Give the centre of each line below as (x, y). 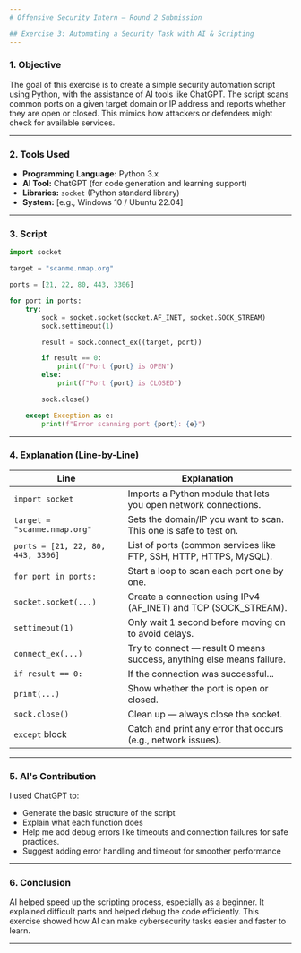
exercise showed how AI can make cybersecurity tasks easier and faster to (148, 921)
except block (40, 734)
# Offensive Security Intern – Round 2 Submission (106, 17)
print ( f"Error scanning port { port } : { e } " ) (124, 424)
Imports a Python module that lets (199, 494)
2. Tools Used (39, 154)
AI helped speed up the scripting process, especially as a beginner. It (137, 902)
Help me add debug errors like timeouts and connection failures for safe (155, 832)
